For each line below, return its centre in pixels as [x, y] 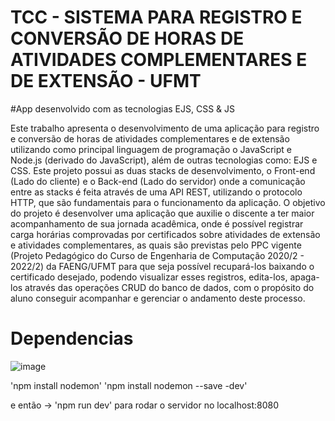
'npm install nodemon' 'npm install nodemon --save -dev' [129, 385]
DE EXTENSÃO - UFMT [106, 81]
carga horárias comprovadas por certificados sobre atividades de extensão [165, 234]
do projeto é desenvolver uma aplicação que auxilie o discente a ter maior [162, 213]
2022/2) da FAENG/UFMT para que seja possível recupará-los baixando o [162, 266]
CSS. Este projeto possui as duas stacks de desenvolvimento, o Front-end [163, 170]
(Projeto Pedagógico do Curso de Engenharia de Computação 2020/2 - [157, 255]
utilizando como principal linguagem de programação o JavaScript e [151, 149]
